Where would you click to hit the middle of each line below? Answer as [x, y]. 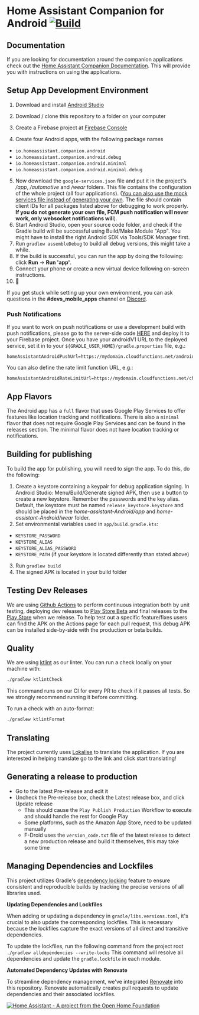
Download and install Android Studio [60, 105]
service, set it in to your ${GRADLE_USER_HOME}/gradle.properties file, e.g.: [96, 346]
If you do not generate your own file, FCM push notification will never [102, 212]
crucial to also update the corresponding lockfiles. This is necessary [90, 922]
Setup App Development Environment [78, 91]
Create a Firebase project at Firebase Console [71, 128]
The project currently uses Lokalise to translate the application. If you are [96, 752]
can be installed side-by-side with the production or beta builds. [85, 629]
